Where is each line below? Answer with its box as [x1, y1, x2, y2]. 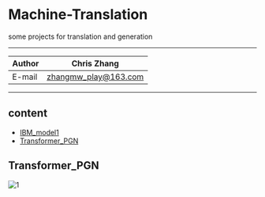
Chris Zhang [71, 58, 120, 69]
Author [12, 58, 39, 69]
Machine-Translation [8, 6, 148, 24]
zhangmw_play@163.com [47, 71, 144, 82]
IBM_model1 [19, 127, 59, 137]
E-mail [12, 71, 38, 82]
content [8, 107, 48, 120]
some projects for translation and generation [8, 32, 153, 41]
